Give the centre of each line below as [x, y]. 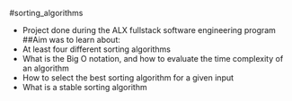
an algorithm [46, 68]
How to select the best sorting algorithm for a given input [128, 78]
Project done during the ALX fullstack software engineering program [149, 30]
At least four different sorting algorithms [96, 49]
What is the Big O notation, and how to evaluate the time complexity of [153, 59]
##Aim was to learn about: [71, 40]
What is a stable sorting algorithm [84, 87]
